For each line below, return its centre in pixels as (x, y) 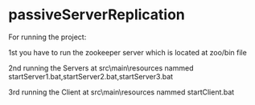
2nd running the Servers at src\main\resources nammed (101, 68)
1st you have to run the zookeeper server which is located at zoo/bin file (127, 52)
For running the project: (47, 37)
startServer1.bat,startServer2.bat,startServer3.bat (91, 76)
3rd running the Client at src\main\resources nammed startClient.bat (121, 92)
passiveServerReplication (97, 15)
